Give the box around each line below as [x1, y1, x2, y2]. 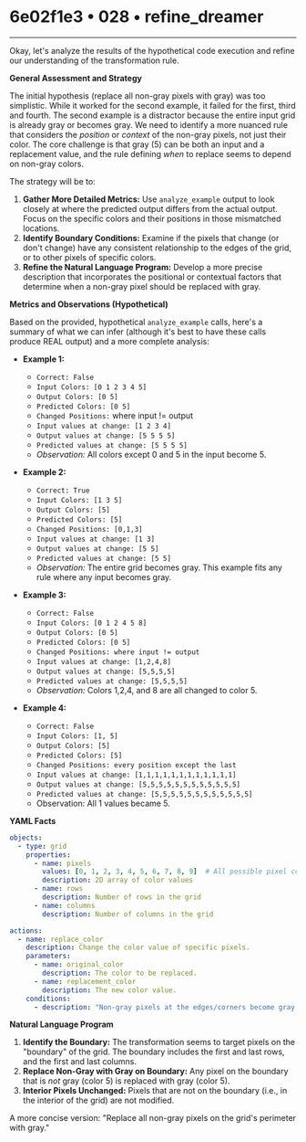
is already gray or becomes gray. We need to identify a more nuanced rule [9, 119, 289, 130]
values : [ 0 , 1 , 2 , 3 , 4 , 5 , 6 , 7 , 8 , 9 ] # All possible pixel [42, 867, 288, 876]
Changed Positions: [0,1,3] [36, 524, 143, 534]
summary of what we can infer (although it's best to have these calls [9, 326, 267, 337]
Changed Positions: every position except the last [36, 760, 237, 769]
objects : [9, 833, 43, 842]
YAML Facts [9, 815, 56, 826]
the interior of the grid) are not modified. [22, 1094, 175, 1106]
